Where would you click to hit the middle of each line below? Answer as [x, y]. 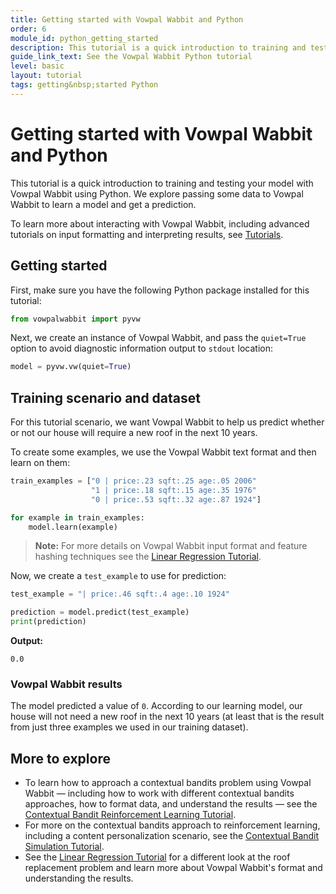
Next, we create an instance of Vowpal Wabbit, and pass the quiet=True [158, 338]
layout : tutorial [46, 76]
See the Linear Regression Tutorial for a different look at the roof [157, 857]
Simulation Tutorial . [64, 847]
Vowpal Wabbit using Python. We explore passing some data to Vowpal [157, 193]
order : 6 [28, 29]
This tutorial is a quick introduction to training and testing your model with [162, 183]
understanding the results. [79, 878]
